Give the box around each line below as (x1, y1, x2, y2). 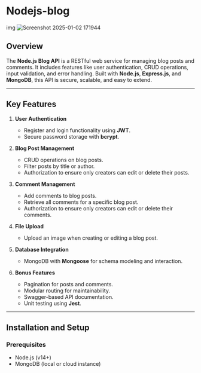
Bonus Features (14, 269, 56, 276)
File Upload (14, 222, 44, 230)
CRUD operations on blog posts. (23, 156, 103, 163)
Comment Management (14, 181, 75, 188)
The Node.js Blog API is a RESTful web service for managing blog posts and (6, 57, 194, 64)
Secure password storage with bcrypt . (23, 133, 120, 140)
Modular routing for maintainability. (23, 287, 111, 294)
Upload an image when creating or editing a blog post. (23, 234, 159, 241)
